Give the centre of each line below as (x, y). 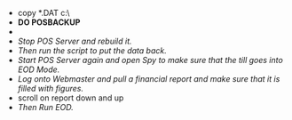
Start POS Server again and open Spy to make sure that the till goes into (150, 60)
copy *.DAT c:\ (43, 13)
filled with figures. (51, 88)
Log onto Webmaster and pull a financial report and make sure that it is (149, 79)
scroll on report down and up (71, 98)
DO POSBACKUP (49, 22)
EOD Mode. (39, 69)
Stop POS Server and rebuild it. (75, 41)
